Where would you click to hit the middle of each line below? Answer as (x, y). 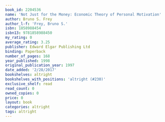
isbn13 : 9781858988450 (29, 33)
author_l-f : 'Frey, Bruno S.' (37, 24)
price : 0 (14, 98)
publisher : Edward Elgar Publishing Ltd (48, 47)
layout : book (19, 103)
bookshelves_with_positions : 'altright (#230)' (56, 79)
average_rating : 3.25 (28, 42)
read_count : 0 (20, 88)
